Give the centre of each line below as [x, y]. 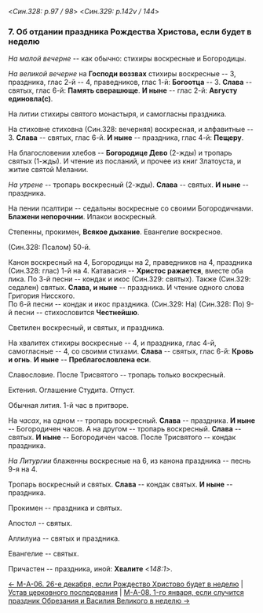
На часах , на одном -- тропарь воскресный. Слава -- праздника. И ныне [132, 420]
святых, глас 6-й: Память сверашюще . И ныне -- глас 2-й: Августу [123, 90]
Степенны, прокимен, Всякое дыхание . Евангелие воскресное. [115, 232]
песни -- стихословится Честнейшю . [77, 313]
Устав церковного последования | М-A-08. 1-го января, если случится [126, 593]
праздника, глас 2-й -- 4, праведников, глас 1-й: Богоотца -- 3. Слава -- [130, 83]
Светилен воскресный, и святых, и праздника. [86, 328]
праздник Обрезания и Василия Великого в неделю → [99, 601]
